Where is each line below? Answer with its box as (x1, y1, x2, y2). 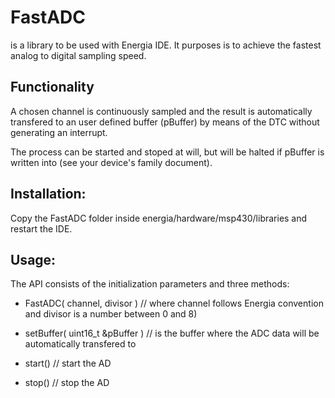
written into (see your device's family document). (10, 156, 213, 168)
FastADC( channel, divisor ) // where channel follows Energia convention (24, 297, 324, 310)
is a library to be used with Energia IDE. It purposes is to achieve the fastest (10, 39, 322, 51)
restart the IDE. (10, 222, 73, 235)
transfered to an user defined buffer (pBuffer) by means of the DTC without (10, 116, 320, 128)
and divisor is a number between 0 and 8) (24, 308, 198, 320)
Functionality (10, 79, 95, 96)
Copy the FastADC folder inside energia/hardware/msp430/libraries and (10, 212, 308, 224)
